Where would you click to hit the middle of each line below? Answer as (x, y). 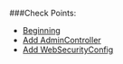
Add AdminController (61, 40)
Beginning (41, 30)
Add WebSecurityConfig (68, 50)
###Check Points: (43, 13)
